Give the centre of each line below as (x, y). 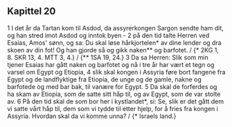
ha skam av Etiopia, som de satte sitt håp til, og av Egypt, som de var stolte (114, 94)
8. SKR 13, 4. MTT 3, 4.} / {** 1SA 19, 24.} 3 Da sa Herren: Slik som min (108, 57)
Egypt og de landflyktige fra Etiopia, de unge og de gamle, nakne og (105, 79)
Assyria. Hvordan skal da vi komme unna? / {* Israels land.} (92, 116)
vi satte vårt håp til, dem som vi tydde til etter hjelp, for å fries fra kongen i (113, 108)
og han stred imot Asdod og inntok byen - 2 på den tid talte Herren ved (108, 35)
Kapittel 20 (32, 11)
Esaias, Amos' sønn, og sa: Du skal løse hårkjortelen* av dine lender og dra (114, 42)
